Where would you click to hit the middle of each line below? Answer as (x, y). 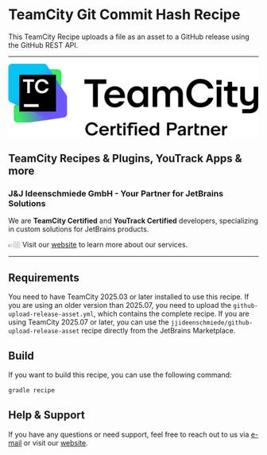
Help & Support (47, 415)
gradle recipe (32, 391)
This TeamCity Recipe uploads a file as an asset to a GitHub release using (129, 37)
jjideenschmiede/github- (212, 323)
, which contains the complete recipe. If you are (172, 314)
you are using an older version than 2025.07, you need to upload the (120, 305)
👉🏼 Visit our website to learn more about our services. (98, 245)
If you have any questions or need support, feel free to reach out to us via (129, 434)
